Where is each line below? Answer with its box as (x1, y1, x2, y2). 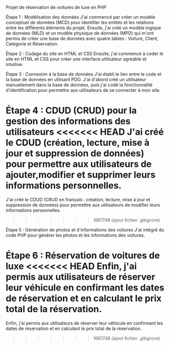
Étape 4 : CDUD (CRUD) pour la (6, 105, 137, 117)
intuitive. (6, 62, 24, 67)
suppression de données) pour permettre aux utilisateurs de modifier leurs (6, 202, 160, 208)
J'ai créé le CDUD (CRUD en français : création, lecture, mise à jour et (6, 196, 150, 202)
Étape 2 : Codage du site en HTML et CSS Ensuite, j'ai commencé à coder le (6, 50, 164, 56)
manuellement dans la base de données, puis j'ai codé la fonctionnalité (6, 82, 153, 88)
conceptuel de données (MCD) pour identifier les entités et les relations (6, 20, 154, 25)
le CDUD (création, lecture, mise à (6, 137, 150, 148)
